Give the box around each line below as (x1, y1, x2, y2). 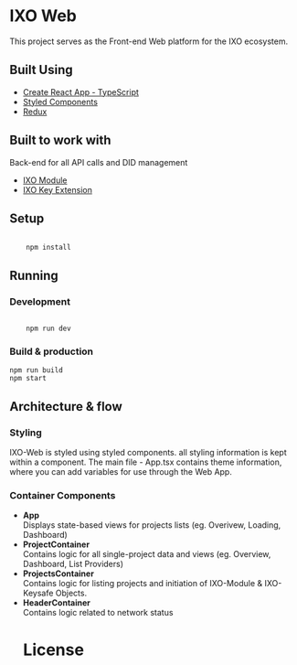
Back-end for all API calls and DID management (9, 156, 188, 167)
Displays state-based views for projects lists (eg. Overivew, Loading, (22, 520, 281, 531)
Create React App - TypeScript (22, 86, 140, 97)
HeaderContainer (22, 597, 91, 608)
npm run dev (26, 324, 71, 334)
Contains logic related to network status (22, 607, 174, 618)
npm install (26, 243, 71, 252)
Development (9, 295, 71, 307)
